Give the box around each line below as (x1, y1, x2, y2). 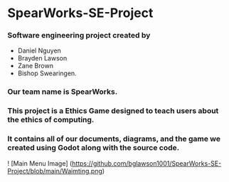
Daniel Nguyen (17, 46, 62, 55)
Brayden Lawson (17, 54, 68, 63)
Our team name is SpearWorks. (7, 87, 118, 97)
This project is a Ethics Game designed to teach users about (7, 106, 219, 116)
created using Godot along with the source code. (7, 143, 180, 153)
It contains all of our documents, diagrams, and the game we (7, 134, 221, 144)
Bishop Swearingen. (17, 69, 77, 77)
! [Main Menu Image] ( (7, 159, 73, 168)
